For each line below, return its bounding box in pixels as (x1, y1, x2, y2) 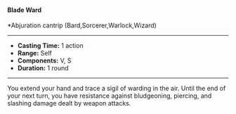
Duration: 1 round (17, 64, 69, 72)
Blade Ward (7, 6, 42, 14)
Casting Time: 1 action (17, 42, 84, 50)
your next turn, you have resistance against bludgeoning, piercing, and (7, 91, 212, 100)
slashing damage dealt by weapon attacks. (7, 99, 131, 108)
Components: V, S (17, 56, 72, 65)
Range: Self (17, 49, 53, 58)
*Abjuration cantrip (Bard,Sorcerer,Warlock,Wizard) (7, 21, 157, 30)
